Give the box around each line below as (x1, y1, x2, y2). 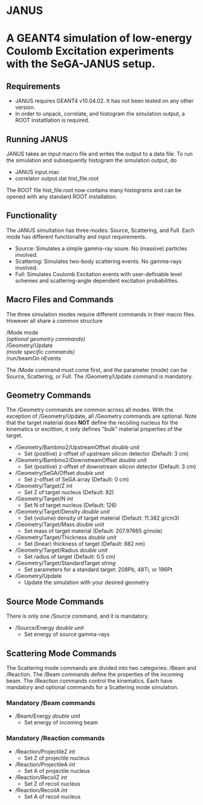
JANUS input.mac (14, 168, 60, 176)
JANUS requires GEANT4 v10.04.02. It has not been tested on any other (14, 98, 194, 105)
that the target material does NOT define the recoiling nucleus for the (6, 419, 178, 426)
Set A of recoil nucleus (24, 793, 81, 800)
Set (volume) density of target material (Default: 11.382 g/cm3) (24, 514, 179, 522)
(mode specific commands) (6, 348, 76, 355)
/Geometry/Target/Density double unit (14, 508, 110, 515)
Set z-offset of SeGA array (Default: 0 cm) (24, 476, 129, 483)
